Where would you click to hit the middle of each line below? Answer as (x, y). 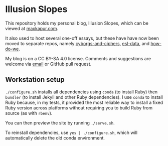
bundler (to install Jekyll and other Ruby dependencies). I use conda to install (84, 97)
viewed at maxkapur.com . (32, 28)
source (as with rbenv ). (29, 113)
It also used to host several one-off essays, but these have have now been (82, 38)
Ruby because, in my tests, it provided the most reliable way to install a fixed (84, 102)
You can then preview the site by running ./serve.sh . (60, 123)
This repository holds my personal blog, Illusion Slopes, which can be (77, 23)
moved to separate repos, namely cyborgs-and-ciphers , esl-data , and (77, 43)
